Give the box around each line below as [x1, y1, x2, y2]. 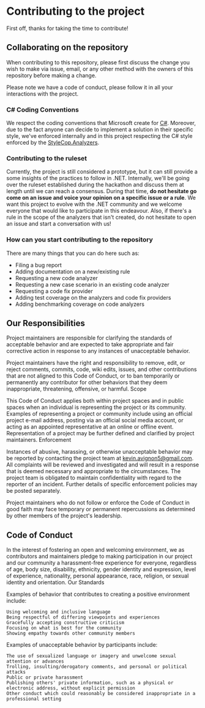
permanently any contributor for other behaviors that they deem [6, 379, 168, 386]
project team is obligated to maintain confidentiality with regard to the [6, 474, 182, 482]
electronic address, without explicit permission [6, 685, 136, 691]
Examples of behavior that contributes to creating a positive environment [6, 590, 190, 598]
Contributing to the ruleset [6, 154, 88, 162]
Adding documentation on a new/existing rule [15, 268, 130, 275]
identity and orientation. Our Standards [6, 579, 105, 586]
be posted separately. [6, 487, 61, 495]
